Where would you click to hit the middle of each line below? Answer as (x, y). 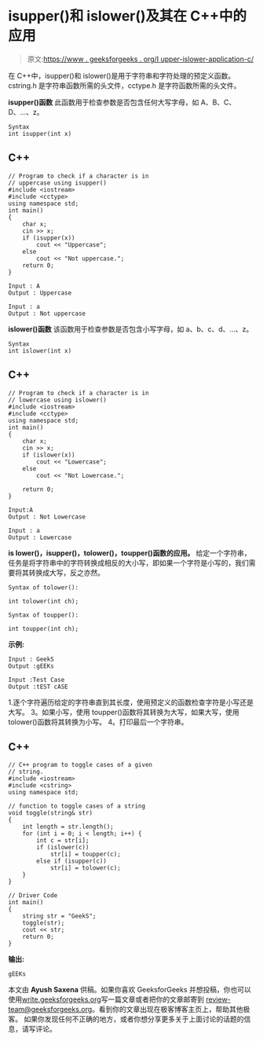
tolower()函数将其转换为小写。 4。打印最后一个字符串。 (98, 722)
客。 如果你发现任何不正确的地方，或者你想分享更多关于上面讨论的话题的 (126, 1019)
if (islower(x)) (49, 455)
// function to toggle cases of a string (77, 806)
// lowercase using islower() (58, 400)
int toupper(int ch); (44, 629)
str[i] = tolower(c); (86, 868)
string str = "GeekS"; (59, 916)
